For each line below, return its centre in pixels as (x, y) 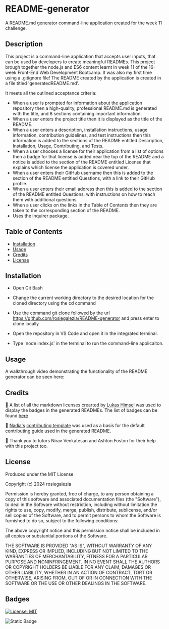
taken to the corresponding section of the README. (66, 210)
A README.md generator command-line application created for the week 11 (84, 23)
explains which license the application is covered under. (71, 167)
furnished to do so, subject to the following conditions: (62, 520)
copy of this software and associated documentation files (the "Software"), (83, 499)
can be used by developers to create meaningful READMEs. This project (80, 62)
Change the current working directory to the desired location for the (83, 298)
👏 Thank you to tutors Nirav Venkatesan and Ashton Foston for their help (81, 441)
